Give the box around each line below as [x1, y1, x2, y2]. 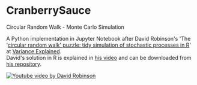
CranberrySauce [6, 4, 91, 17]
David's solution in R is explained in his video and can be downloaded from [6, 54, 192, 61]
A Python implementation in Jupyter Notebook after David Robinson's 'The [6, 35, 191, 42]
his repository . [6, 60, 42, 68]
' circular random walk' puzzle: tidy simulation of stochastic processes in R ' [6, 41, 192, 48]
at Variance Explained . [6, 47, 62, 54]
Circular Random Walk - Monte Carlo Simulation [6, 23, 124, 31]
